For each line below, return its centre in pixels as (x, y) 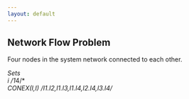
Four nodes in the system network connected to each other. (95, 59)
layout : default (31, 14)
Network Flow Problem (59, 43)
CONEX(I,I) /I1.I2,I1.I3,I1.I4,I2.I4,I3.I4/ (60, 88)
